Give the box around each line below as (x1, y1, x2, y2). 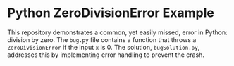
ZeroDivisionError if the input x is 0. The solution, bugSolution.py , (7, 43, 200, 51)
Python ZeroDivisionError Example (7, 5, 215, 21)
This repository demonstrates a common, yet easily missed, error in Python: (7, 28, 228, 37)
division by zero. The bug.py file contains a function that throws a (7, 35, 197, 44)
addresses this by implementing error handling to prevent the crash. (7, 51, 204, 59)
